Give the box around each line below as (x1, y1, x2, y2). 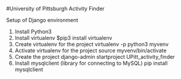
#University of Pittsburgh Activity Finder (6, 5, 105, 12)
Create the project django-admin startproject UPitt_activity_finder (14, 53, 175, 60)
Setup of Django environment (6, 17, 79, 23)
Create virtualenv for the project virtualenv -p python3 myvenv (14, 41, 169, 48)
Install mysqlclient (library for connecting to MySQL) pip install (14, 59, 168, 67)
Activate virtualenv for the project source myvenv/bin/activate (14, 47, 167, 54)
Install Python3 (14, 28, 52, 35)
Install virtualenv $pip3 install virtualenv (14, 34, 113, 41)
